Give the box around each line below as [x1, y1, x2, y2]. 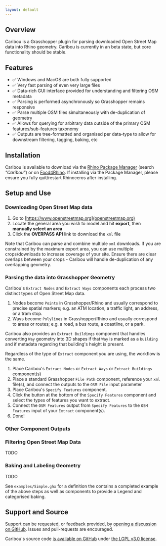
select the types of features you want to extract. [12, 397, 111, 403]
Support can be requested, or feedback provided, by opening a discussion [5, 521, 157, 527]
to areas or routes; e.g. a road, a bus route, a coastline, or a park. [12, 321, 145, 327]
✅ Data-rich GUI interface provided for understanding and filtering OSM [12, 88, 159, 94]
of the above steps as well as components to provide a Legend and [5, 488, 142, 494]
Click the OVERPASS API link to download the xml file [12, 231, 121, 237]
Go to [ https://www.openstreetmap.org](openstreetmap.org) [12, 215, 135, 221]
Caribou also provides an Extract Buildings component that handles [5, 331, 146, 337]
